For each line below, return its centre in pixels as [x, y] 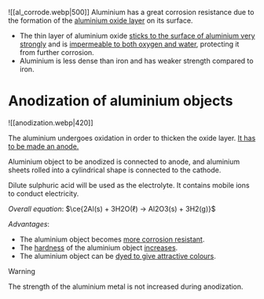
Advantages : [29, 223]
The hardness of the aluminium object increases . [99, 247]
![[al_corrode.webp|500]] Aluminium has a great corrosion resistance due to [131, 12]
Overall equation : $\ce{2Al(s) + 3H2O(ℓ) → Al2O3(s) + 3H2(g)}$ [112, 209]
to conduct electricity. [44, 194]
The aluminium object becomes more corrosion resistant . [112, 239]
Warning [22, 271]
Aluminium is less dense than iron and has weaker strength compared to [136, 61]
